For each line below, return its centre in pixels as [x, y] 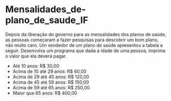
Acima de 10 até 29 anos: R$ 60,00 [50, 71]
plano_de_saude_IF [47, 20]
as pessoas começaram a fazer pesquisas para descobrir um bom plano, [82, 40]
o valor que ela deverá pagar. [36, 56]
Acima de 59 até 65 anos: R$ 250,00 [51, 87]
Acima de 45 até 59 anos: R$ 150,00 [51, 82]
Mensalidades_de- [45, 9]
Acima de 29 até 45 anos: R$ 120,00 [51, 77]
